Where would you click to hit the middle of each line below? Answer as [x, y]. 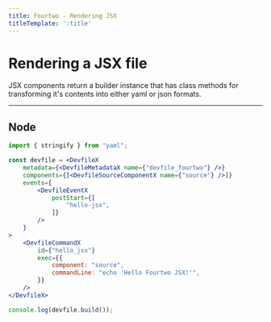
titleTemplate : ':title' [50, 23]
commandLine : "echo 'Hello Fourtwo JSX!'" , [125, 273]
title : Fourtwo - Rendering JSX [63, 16]
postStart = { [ [73, 198]
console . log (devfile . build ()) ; [61, 310]
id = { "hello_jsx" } [66, 250]
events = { [38, 182]
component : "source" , [88, 266]
